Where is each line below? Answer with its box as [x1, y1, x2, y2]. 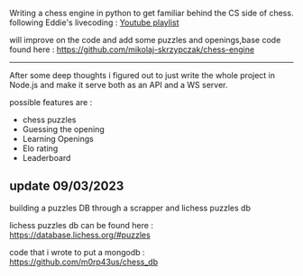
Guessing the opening [22, 124, 106, 134]
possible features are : [9, 97, 93, 107]
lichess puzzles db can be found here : [9, 219, 153, 230]
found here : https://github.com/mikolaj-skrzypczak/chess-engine [9, 44, 255, 55]
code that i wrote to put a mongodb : [9, 246, 146, 257]
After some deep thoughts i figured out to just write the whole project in [9, 70, 276, 80]
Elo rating [22, 143, 59, 154]
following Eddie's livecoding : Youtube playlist [9, 17, 179, 28]
